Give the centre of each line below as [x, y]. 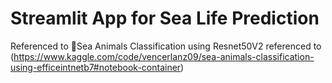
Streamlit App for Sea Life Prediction [165, 18]
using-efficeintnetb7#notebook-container [96, 67]
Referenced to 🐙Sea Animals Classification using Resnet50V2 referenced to [166, 46]
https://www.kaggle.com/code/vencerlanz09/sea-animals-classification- [164, 56]
